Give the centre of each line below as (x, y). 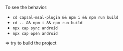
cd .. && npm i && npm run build (47, 23)
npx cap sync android (35, 28)
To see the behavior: (26, 7)
